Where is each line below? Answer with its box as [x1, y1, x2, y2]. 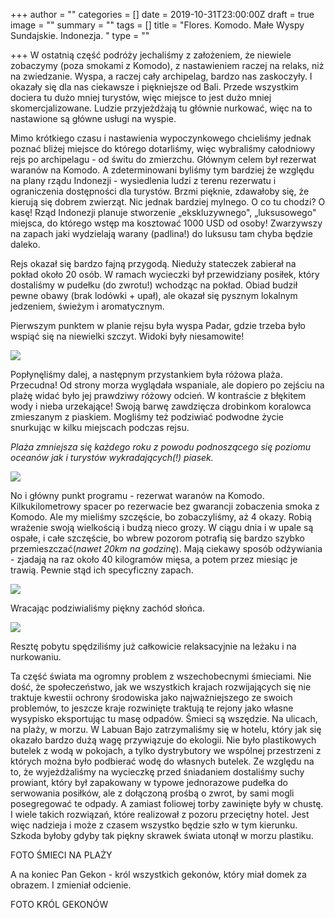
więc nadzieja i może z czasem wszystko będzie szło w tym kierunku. [10, 819, 298, 831]
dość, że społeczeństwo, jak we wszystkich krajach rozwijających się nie [10, 681, 312, 693]
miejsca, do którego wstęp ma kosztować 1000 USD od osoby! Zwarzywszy [10, 217, 323, 229]
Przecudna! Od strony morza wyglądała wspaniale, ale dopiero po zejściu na [10, 379, 325, 391]
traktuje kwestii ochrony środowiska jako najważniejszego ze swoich [10, 692, 293, 703]
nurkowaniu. [10, 651, 62, 663]
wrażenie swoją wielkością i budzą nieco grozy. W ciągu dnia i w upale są [10, 522, 314, 533]
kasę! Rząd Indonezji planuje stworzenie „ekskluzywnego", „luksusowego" [10, 207, 317, 218]
